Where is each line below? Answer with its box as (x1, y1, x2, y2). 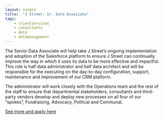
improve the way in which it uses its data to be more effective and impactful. (5, 58, 160, 64)
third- (142, 89, 154, 95)
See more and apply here (5, 108, 56, 114)
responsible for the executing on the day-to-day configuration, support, (5, 69, 150, 74)
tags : (5, 16, 16, 21)
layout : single (5, 7, 36, 12)
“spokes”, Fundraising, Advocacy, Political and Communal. (5, 99, 123, 105)
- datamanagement (14, 35, 50, 40)
